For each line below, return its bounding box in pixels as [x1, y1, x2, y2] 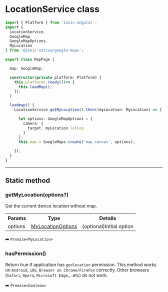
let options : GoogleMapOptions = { [18, 116, 93, 121]
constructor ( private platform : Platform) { [9, 75, 101, 80]
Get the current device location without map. [5, 202, 97, 208]
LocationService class [5, 3, 100, 15]
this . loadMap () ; [18, 84, 52, 89]
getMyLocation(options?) [5, 191, 69, 198]
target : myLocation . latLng [27, 125, 84, 130]
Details [99, 214, 116, 221]
